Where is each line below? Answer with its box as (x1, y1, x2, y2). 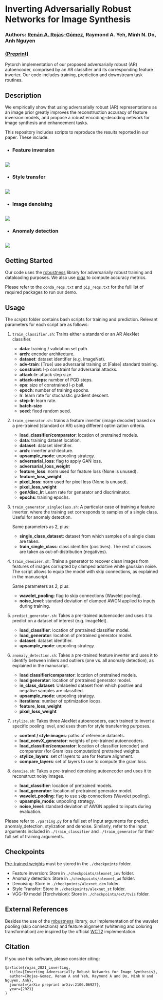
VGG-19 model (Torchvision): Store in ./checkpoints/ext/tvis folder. (12, 891, 150, 897)
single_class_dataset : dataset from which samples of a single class (19, 533, 156, 539)
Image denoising (12, 200, 53, 207)
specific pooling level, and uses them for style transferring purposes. (12, 723, 151, 729)
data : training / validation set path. (19, 346, 89, 352)
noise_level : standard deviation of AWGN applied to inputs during (19, 804, 151, 809)
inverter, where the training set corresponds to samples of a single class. (12, 509, 158, 515)
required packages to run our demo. (5, 289, 78, 295)
